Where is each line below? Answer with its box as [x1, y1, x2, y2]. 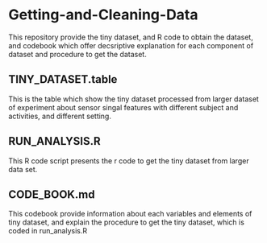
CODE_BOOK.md [8, 187, 95, 201]
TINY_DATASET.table [8, 72, 118, 86]
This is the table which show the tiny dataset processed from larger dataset [8, 94, 260, 104]
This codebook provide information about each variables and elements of [8, 209, 252, 219]
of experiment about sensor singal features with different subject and [8, 102, 239, 112]
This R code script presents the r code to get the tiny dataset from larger [8, 155, 249, 166]
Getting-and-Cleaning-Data [8, 6, 199, 24]
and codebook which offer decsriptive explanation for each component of [8, 40, 254, 50]
